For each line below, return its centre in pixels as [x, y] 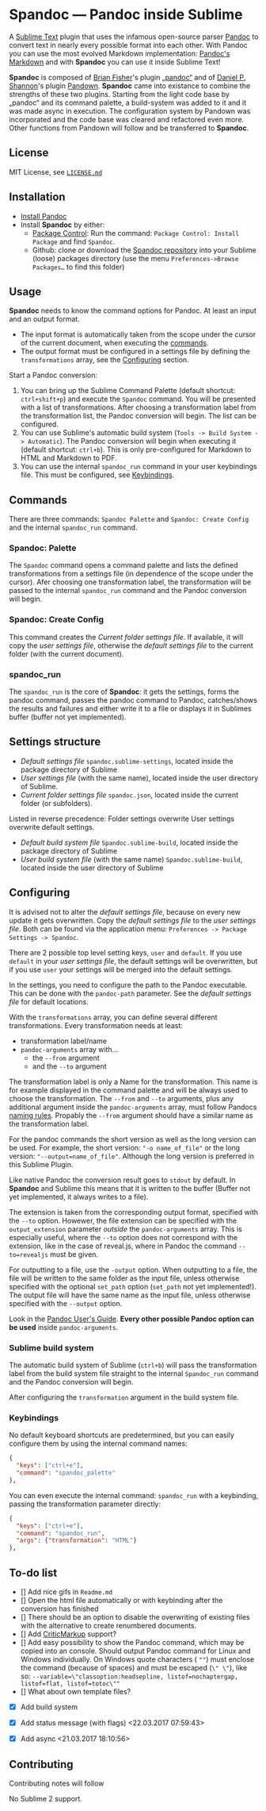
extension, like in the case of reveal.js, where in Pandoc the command [123, 1246]
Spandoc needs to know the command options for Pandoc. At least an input [133, 310]
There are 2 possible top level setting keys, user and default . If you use [125, 952]
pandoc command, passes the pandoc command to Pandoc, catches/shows [133, 700]
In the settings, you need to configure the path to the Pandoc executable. [128, 984]
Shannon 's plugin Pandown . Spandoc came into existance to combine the [130, 86]
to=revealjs [28, 1255]
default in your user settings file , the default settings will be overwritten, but [133, 961]
